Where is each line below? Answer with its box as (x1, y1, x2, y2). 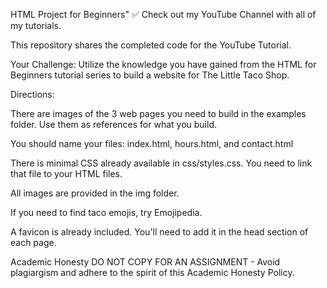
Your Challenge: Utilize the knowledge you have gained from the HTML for (10, 59, 317, 70)
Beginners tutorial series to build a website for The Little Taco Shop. (10, 69, 290, 81)
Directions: (10, 89, 55, 100)
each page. (10, 237, 57, 248)
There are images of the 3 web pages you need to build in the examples (10, 108, 307, 119)
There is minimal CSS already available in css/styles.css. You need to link (10, 157, 313, 169)
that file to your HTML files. (10, 168, 123, 179)
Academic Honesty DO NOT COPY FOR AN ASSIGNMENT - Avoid (10, 256, 281, 268)
